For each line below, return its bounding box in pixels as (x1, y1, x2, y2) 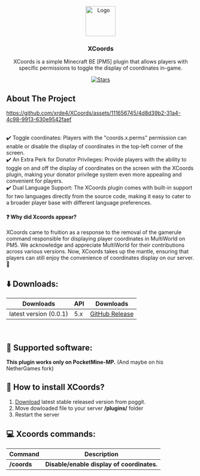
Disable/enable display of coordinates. (45, 460, 158, 468)
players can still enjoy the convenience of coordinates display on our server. (6, 255, 195, 262)
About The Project (6, 93, 76, 104)
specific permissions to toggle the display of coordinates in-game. (19, 64, 183, 71)
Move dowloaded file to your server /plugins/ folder (14, 405, 144, 412)
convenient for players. (6, 177, 63, 185)
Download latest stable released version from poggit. (14, 398, 146, 405)
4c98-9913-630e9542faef (6, 116, 72, 123)
